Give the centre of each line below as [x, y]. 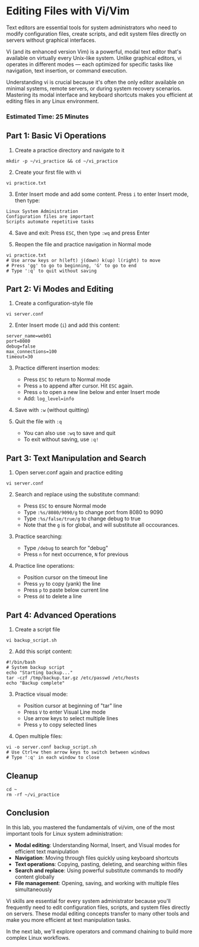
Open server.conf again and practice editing [69, 473]
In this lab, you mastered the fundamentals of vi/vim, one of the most [91, 827]
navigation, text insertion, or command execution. [67, 70]
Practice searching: [39, 536]
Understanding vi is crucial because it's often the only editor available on [95, 82]
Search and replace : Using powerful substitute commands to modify [99, 870]
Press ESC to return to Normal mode [67, 380]
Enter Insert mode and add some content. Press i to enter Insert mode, [102, 194]
